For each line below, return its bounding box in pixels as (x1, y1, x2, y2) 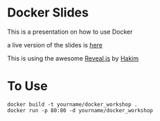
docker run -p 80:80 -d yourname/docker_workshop (7, 107, 154, 114)
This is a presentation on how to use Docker (7, 27, 133, 36)
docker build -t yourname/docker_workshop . (7, 101, 138, 108)
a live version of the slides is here (7, 41, 103, 49)
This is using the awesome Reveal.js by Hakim (7, 54, 139, 63)
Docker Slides (7, 5, 89, 21)
